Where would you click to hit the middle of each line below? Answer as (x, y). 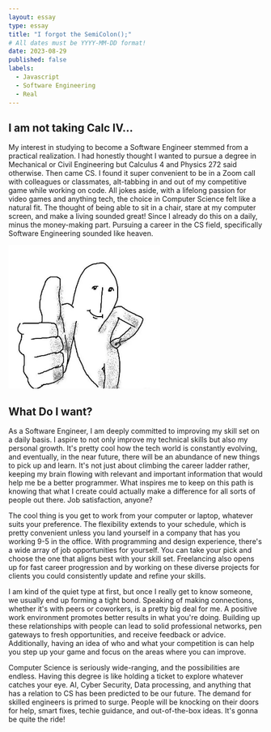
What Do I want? (51, 411)
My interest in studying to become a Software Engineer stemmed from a (129, 148)
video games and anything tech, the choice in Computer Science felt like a (132, 199)
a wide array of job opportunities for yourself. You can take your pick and (130, 550)
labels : (21, 69)
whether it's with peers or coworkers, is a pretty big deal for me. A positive (133, 609)
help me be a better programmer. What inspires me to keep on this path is (131, 483)
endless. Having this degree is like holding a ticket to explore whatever (126, 676)
